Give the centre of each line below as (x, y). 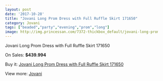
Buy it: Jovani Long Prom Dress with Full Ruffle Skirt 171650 (64, 64)
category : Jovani (23, 23)
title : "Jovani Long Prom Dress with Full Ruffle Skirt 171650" (71, 18)
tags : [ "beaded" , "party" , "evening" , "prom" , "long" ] (57, 27)
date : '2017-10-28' (25, 14)
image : (12, 32)
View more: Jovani (24, 74)
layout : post (18, 9)
